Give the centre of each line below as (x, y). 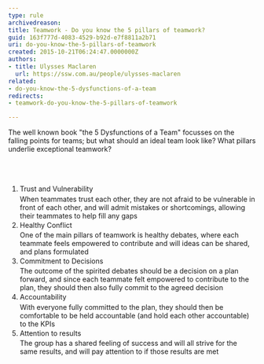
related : (22, 81)
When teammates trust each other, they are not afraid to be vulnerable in (137, 199)
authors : (22, 60)
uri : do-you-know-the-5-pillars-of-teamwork (82, 45)
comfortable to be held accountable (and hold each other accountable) (134, 315)
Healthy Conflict (46, 225)
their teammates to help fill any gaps (78, 215)
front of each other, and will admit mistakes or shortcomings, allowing (132, 207)
